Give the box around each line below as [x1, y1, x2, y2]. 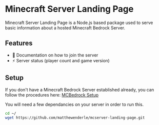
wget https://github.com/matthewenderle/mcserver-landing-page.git [5, 115, 145, 121]
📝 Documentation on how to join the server [12, 52, 99, 58]
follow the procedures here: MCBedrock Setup [5, 92, 99, 98]
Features [5, 39, 33, 48]
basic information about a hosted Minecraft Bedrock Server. [5, 25, 125, 30]
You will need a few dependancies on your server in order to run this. [5, 101, 144, 107]
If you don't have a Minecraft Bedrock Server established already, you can [5, 87, 155, 93]
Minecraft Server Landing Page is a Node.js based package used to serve [5, 20, 154, 25]
